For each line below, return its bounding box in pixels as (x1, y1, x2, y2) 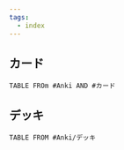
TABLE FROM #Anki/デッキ (9, 133, 97, 142)
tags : (9, 12, 29, 22)
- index (17, 21, 46, 30)
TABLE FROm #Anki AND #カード (9, 81, 116, 91)
